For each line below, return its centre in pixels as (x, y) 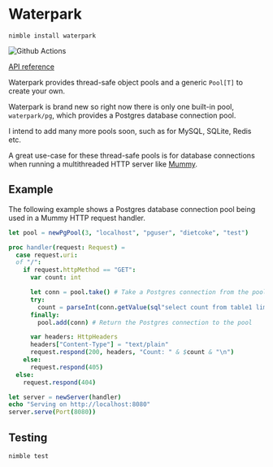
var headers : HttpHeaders (74, 337)
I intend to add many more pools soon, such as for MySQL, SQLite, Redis (130, 131)
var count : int (56, 278)
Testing (28, 437)
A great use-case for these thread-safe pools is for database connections (132, 155)
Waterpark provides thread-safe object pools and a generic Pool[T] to (126, 82)
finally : (45, 315)
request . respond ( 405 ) (67, 367)
